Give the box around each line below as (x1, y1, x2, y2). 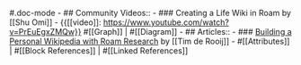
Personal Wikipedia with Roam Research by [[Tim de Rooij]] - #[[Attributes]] (9, 36, 290, 46)
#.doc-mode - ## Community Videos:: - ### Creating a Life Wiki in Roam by (9, 8, 292, 18)
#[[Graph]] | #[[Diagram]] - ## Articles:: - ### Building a (83, 27, 292, 37)
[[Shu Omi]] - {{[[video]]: (9, 17, 102, 28)
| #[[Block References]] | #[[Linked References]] (9, 45, 189, 56)
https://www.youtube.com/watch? (102, 17, 229, 28)
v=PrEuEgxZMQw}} (9, 27, 82, 37)
